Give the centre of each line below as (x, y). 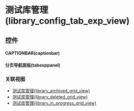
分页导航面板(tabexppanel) (33, 65)
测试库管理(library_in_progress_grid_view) (54, 103)
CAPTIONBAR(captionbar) (32, 53)
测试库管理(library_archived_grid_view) (51, 91)
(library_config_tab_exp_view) (67, 21)
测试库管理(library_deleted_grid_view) (50, 97)
